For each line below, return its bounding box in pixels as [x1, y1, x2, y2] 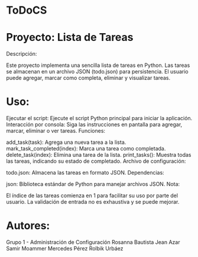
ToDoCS [6, 4, 47, 17]
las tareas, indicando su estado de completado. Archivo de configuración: [6, 158, 186, 165]
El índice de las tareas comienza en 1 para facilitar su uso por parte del [6, 192, 178, 199]
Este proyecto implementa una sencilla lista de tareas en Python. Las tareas [6, 62, 190, 69]
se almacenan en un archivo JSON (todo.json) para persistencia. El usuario [6, 68, 189, 75]
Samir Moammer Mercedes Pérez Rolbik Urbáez [6, 245, 124, 252]
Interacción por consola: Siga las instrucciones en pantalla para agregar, [6, 121, 183, 128]
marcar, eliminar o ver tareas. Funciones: [6, 127, 105, 134]
